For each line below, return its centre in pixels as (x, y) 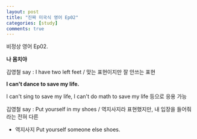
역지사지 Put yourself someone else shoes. (67, 129)
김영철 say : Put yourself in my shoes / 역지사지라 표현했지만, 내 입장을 (91, 110)
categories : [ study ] (32, 23)
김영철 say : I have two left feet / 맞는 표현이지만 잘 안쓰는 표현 (81, 72)
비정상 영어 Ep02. (27, 46)
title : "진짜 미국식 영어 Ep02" (42, 17)
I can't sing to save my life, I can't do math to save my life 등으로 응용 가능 (96, 96)
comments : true (25, 29)
